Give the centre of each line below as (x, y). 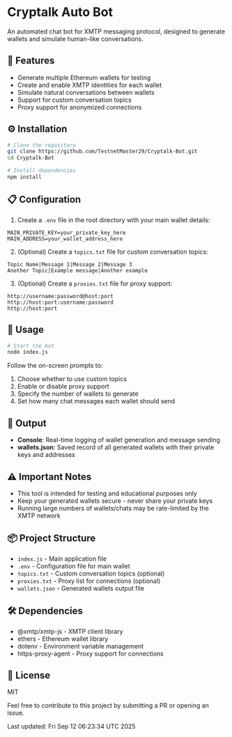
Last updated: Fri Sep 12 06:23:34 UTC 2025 (71, 727)
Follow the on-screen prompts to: (55, 366)
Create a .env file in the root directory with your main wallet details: (114, 219)
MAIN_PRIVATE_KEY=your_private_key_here (67, 233)
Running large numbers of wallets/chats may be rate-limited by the (113, 508)
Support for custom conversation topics (75, 100)
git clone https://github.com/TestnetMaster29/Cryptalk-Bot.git (102, 152)
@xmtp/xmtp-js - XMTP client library (70, 631)
